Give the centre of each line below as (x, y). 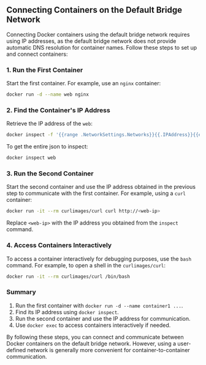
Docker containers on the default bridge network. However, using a (91, 344)
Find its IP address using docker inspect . (67, 312)
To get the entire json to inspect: (47, 147)
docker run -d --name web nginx (48, 94)
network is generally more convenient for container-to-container (109, 350)
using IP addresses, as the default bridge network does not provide (91, 41)
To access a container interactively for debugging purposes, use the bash (99, 259)
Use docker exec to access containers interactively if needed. (93, 325)
